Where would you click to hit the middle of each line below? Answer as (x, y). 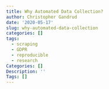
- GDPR (19, 50)
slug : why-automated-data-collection (52, 28)
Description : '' (26, 71)
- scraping (25, 44)
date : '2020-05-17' (30, 22)
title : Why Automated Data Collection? (55, 11)
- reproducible (30, 55)
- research (25, 60)
